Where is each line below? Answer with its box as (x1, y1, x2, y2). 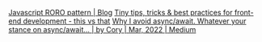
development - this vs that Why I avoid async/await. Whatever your (23, 16, 247, 26)
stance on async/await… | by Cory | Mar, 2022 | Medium (8, 25, 196, 34)
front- (234, 8, 254, 17)
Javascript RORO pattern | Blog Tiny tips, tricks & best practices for (8, 8, 233, 17)
